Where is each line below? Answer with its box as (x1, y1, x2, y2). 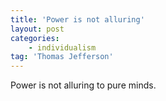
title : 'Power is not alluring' (10, 14, 145, 25)
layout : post (10, 24, 65, 34)
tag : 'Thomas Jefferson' (10, 52, 114, 62)
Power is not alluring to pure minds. (10, 79, 157, 91)
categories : (10, 33, 60, 43)
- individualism (28, 42, 97, 53)
